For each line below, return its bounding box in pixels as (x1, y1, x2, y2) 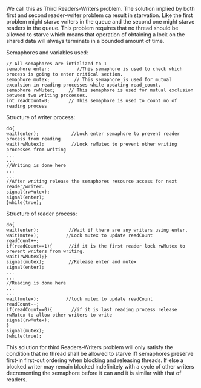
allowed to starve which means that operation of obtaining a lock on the (6, 31, 185, 38)
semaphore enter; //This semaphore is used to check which (6, 66, 183, 72)
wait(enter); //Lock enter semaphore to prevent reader (6, 131, 180, 137)
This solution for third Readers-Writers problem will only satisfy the (6, 344, 174, 350)
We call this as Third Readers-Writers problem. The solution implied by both (6, 5, 195, 12)
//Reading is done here (6, 280, 67, 286)
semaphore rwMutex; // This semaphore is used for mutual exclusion (6, 87, 194, 93)
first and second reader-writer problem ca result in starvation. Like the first (6, 12, 193, 19)
